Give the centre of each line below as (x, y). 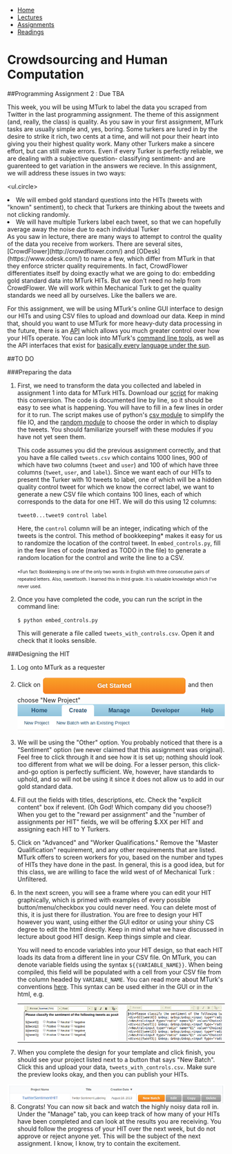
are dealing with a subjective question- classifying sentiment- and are (106, 158)
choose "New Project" (49, 700)
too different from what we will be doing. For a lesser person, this (110, 764)
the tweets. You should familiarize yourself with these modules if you (115, 429)
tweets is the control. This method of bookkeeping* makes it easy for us (120, 535)
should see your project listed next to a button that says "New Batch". (116, 1060)
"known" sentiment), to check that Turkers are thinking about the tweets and (116, 207)
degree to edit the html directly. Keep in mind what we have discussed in (120, 930)
